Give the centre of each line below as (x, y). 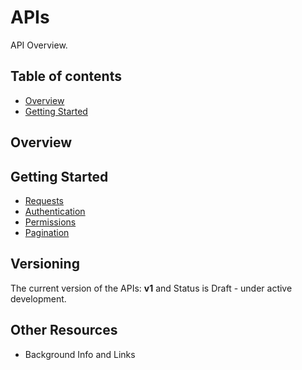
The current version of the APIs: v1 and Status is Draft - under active (151, 288)
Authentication (55, 211)
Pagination (47, 232)
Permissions (50, 222)
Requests (44, 200)
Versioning (45, 264)
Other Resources (64, 330)
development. (38, 298)
